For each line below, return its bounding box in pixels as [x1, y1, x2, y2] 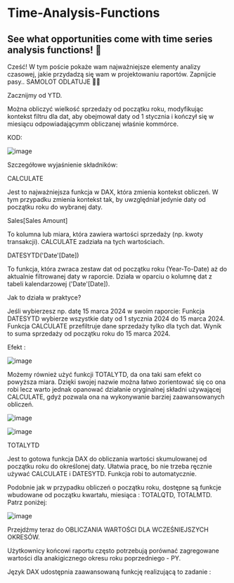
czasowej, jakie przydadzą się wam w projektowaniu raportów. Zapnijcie [7, 70, 216, 78]
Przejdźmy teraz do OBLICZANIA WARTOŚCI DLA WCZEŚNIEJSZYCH [7, 525, 209, 534]
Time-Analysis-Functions [7, 5, 160, 21]
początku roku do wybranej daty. [7, 203, 103, 211]
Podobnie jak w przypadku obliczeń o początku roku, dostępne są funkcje [7, 483, 222, 492]
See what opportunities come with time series [7, 33, 213, 45]
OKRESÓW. [7, 533, 40, 541]
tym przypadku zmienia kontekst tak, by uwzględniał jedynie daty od [7, 196, 206, 203]
